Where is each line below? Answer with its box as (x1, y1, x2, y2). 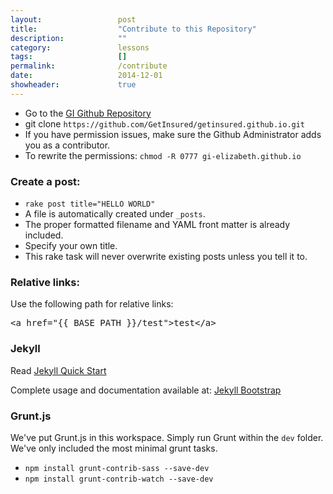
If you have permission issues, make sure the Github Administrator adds (24, 128, 322, 140)
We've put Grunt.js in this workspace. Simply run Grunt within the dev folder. (10, 431, 324, 443)
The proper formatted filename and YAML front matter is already (24, 219, 291, 231)
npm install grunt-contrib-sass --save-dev (24, 463, 210, 473)
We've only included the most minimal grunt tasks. (10, 442, 218, 454)
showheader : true (10, 80, 137, 90)
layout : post (10, 14, 137, 25)
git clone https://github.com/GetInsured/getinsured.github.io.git (24, 117, 306, 130)
